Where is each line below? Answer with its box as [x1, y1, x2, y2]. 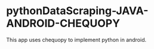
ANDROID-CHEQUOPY [6, 17, 121, 30]
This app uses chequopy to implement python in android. [6, 36, 147, 43]
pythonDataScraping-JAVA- [6, 4, 149, 18]
